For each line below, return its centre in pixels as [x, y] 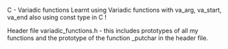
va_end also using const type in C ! [57, 17]
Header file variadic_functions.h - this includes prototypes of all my [103, 31]
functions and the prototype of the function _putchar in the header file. [108, 38]
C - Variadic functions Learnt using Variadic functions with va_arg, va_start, [115, 10]
